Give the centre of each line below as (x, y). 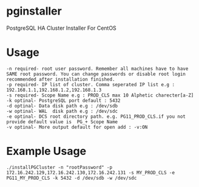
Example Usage (46, 151)
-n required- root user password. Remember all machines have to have (97, 69)
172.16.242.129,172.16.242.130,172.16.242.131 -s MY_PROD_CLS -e (90, 172)
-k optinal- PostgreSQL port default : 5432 (63, 100)
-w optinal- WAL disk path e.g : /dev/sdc (62, 111)
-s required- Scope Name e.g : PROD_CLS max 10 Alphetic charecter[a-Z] (100, 95)
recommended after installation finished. (61, 79)
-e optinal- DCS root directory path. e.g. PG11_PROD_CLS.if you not (96, 117)
